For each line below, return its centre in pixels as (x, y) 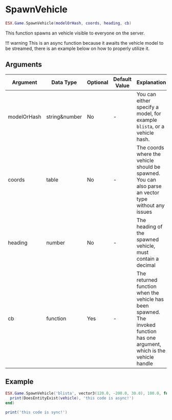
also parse (149, 186)
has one (146, 338)
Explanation (151, 82)
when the (148, 293)
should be (148, 167)
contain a (148, 259)
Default (123, 79)
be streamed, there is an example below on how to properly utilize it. (78, 48)
